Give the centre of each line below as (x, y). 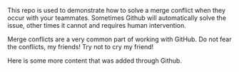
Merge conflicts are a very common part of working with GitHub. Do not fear (119, 39)
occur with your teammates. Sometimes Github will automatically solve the (117, 18)
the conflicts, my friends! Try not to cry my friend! (81, 47)
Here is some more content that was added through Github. (95, 61)
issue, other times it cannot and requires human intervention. (97, 25)
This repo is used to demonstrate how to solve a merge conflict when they (117, 10)
